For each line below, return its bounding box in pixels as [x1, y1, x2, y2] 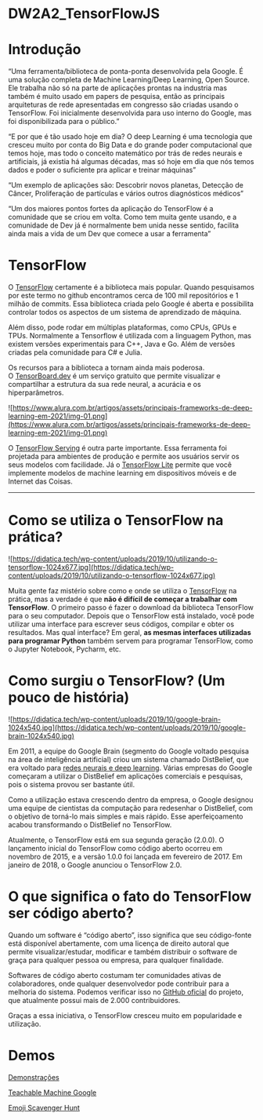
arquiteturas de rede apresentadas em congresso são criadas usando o [8, 100, 239, 110]
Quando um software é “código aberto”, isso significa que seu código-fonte [8, 930, 252, 939]
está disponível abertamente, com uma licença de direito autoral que [8, 939, 229, 948]
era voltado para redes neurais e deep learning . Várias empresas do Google [8, 763, 253, 772]
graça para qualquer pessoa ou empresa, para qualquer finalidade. [8, 955, 225, 965]
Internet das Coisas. [8, 476, 73, 487]
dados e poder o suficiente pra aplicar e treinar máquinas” [8, 166, 196, 175]
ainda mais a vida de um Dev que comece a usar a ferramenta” [8, 229, 211, 239]
